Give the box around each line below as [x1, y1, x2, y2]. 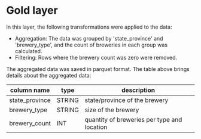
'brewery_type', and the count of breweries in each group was [14, 41, 168, 48]
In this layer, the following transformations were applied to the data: [6, 23, 172, 30]
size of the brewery [84, 106, 139, 114]
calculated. [14, 47, 42, 54]
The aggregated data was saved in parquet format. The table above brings [6, 65, 190, 72]
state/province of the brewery [84, 96, 169, 104]
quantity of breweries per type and [84, 115, 182, 123]
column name [10, 86, 50, 94]
